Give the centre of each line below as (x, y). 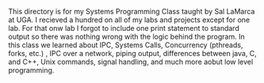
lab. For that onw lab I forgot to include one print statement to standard (124, 28)
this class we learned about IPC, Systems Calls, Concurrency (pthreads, (126, 45)
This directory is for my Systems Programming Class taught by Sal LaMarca (132, 11)
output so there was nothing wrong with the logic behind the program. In (126, 36)
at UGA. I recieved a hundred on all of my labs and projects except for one (129, 20)
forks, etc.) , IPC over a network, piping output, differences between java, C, (133, 53)
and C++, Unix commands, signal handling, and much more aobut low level (131, 62)
